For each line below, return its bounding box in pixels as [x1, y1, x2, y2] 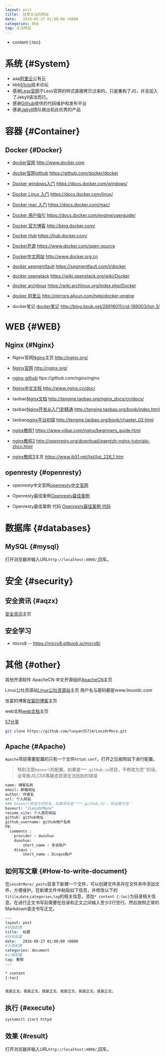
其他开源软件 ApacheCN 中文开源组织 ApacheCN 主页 [5, 677, 113, 683]
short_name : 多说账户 [23, 843, 67, 848]
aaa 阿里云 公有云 [12, 75, 46, 82]
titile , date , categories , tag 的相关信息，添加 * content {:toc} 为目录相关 [5, 893, 152, 899]
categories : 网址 [5, 21, 40, 26]
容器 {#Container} [5, 126, 81, 137]
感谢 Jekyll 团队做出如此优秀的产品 [12, 107, 81, 113]
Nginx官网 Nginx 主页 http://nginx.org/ [12, 355, 88, 361]
